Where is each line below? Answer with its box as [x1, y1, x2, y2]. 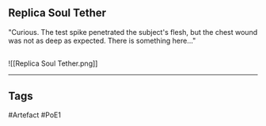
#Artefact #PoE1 [8, 110, 62, 120]
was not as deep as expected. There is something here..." [8, 36, 196, 45]
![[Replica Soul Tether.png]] [8, 59, 98, 68]
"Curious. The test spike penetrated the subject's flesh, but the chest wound [8, 27, 258, 36]
